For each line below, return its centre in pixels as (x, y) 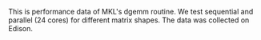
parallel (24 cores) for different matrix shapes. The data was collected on (129, 20)
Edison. (21, 28)
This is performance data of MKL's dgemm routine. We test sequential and (131, 12)
